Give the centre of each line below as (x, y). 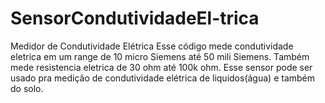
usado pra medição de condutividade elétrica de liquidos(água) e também (162, 78)
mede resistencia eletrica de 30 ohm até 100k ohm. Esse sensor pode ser (161, 67)
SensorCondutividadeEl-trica (135, 18)
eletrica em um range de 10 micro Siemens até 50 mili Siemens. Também (160, 56)
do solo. (27, 88)
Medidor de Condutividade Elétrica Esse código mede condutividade (152, 46)
